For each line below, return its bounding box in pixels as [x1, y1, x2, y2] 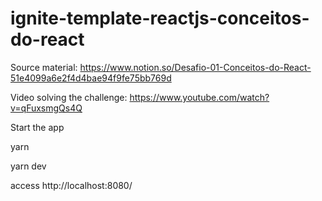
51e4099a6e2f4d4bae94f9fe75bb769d [10, 72, 172, 84]
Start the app [10, 121, 65, 133]
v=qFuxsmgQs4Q [10, 102, 83, 114]
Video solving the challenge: [10, 91, 128, 103]
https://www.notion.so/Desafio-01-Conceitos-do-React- [79, 61, 312, 73]
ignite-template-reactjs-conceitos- [10, 7, 310, 30]
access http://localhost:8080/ [10, 179, 133, 191]
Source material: [10, 61, 78, 73]
